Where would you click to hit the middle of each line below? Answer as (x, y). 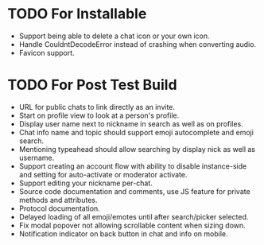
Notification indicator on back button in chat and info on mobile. (123, 233)
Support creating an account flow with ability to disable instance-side (133, 166)
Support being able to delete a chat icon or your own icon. (114, 36)
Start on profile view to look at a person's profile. (99, 115)
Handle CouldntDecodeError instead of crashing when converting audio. (137, 44)
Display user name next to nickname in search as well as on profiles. (131, 123)
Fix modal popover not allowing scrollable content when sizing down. (132, 225)
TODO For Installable (77, 14)
